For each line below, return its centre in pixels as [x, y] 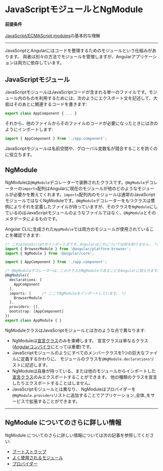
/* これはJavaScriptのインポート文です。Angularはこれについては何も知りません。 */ [82, 244]
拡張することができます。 [54, 401]
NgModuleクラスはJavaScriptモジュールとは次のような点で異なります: [75, 330]
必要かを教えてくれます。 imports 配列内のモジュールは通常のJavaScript [84, 195]
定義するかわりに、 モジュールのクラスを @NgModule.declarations [85, 358]
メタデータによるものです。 [33, 219]
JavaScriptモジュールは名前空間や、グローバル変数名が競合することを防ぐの [81, 148]
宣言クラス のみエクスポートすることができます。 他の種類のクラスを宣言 [85, 377]
